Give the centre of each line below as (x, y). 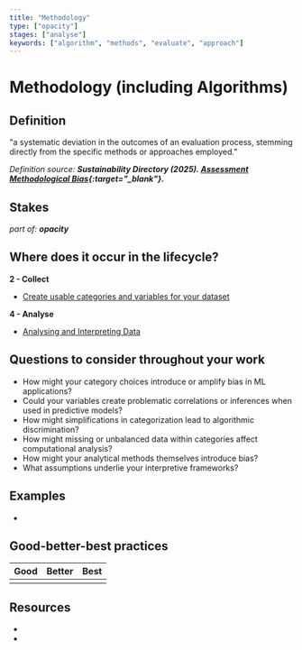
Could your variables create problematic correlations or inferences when (157, 400)
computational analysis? (67, 448)
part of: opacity (39, 229)
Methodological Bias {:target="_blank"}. (87, 179)
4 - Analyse (32, 314)
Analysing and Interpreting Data (82, 331)
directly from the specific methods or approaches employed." (124, 152)
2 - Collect (29, 279)
